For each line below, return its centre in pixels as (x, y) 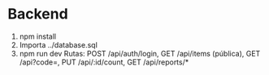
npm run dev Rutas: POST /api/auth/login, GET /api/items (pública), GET (140, 53)
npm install (38, 36)
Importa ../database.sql (59, 44)
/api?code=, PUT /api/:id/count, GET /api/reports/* (104, 62)
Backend (38, 14)
